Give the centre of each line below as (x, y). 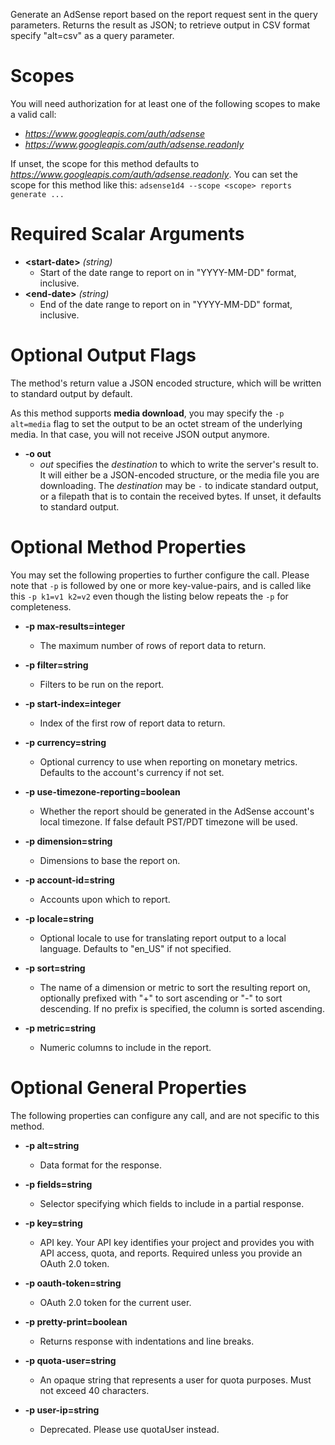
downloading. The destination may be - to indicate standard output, (179, 485)
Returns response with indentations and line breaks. (147, 1341)
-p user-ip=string (62, 1410)
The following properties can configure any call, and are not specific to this (165, 1115)
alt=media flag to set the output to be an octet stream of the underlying (156, 423)
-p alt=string (52, 1145)
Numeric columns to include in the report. (125, 1047)
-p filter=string (56, 665)
